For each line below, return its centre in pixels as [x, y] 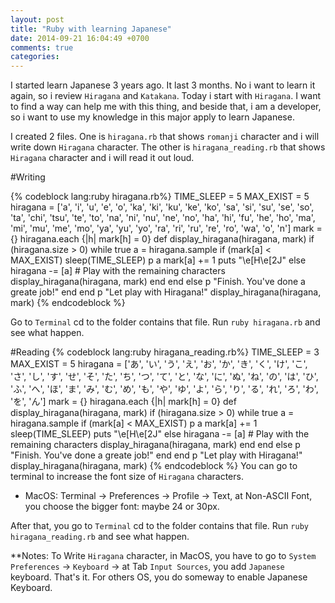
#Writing [28, 177]
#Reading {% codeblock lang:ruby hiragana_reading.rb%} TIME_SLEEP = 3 [165, 352]
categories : [35, 57]
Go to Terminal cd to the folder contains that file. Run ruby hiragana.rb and [165, 322]
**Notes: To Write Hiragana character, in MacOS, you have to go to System [163, 556]
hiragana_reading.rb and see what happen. [100, 537]
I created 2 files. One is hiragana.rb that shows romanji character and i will [165, 137]
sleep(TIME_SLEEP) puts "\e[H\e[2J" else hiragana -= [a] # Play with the [160, 434]
